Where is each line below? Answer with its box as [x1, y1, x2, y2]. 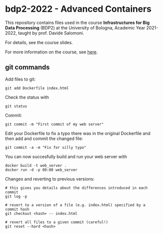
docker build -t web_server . [5, 163, 67, 168]
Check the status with [5, 94, 49, 100]
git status [5, 104, 27, 109]
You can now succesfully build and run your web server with [5, 153, 127, 160]
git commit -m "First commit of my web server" [5, 121, 104, 127]
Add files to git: [5, 76, 36, 82]
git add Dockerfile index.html [5, 86, 69, 91]
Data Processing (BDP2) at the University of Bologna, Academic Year [5, 24, 145, 30]
